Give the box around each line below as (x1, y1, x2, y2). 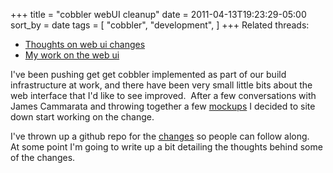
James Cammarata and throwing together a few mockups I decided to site (10, 100, 316, 112)
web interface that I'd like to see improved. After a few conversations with (10, 90, 317, 101)
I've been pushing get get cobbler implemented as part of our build (10, 69, 287, 80)
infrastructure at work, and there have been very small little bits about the (10, 79, 313, 91)
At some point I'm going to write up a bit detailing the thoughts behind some (10, 141, 323, 153)
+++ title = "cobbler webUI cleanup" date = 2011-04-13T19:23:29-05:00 (10, 9, 307, 20)
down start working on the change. (10, 111, 155, 123)
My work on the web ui (24, 49, 120, 61)
